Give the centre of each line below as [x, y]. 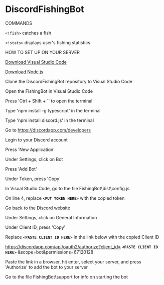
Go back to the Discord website [38, 208]
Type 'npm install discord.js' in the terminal [50, 120]
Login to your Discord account [36, 139]
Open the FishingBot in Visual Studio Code [49, 91]
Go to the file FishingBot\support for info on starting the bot [66, 276]
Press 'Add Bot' [21, 169]
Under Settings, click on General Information [51, 217]
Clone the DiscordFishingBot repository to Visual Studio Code [69, 81]
